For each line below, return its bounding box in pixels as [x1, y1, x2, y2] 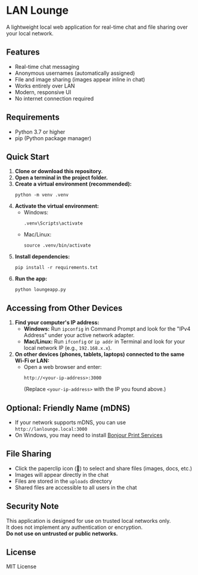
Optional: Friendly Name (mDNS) [6, 402, 131, 413]
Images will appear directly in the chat [14, 471, 109, 478]
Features [6, 47, 40, 57]
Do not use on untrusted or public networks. [6, 529, 118, 537]
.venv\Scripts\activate [23, 220, 83, 226]
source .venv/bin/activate [23, 243, 91, 249]
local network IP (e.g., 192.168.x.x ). [23, 344, 112, 352]
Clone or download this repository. [14, 168, 103, 175]
